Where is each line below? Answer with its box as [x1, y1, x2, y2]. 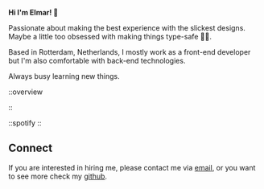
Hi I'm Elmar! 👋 [8, 8, 59, 17]
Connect [8, 142, 53, 155]
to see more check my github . [8, 171, 107, 181]
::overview [8, 87, 43, 97]
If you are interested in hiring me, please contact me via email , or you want [8, 162, 256, 172]
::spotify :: [8, 118, 42, 128]
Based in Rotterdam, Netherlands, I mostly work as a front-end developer [8, 47, 251, 56]
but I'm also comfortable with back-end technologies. [8, 56, 186, 65]
